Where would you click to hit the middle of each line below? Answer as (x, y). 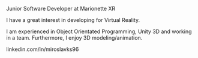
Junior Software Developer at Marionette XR (61, 9)
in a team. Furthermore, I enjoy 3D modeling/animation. (74, 38)
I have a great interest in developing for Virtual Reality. (73, 20)
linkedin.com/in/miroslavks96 (43, 49)
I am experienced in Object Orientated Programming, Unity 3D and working (99, 31)
